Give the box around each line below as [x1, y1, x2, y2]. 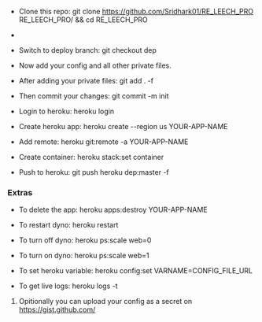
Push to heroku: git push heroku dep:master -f [18, 168, 170, 176]
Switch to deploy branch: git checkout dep [18, 46, 157, 54]
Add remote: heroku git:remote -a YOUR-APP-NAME [18, 137, 189, 146]
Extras [7, 187, 33, 198]
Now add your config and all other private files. [18, 61, 172, 70]
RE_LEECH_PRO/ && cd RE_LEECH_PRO [18, 15, 149, 24]
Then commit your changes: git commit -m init [18, 91, 169, 101]
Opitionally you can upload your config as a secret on [18, 297, 193, 306]
